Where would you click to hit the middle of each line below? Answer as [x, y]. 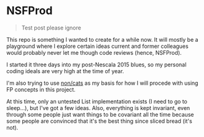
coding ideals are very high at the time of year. [65, 71]
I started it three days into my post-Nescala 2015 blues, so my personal [96, 65]
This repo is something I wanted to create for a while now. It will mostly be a [102, 39]
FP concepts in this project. [41, 89]
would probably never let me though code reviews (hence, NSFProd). [94, 52]
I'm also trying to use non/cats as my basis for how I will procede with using [102, 83]
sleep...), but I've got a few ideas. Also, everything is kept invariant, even [98, 108]
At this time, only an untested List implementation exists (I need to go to [97, 101]
